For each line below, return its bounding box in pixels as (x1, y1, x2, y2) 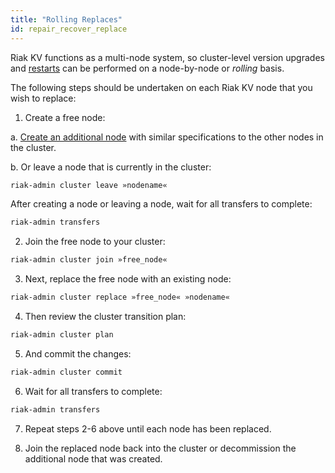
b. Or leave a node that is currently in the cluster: (10, 161, 212, 173)
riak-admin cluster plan (10, 330, 114, 340)
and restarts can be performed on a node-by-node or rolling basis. (10, 62, 285, 74)
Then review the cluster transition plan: (24, 311, 187, 322)
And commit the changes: (24, 347, 132, 360)
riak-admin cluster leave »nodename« (10, 180, 168, 190)
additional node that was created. (24, 452, 163, 465)
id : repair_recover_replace (10, 24, 128, 34)
